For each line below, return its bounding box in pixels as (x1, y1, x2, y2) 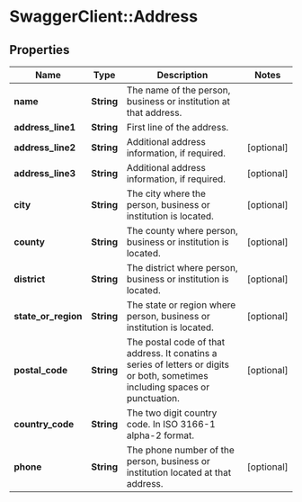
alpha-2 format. (126, 429, 195, 442)
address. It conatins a (126, 347, 218, 359)
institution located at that (126, 466, 232, 479)
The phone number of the (126, 444, 235, 456)
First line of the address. (126, 121, 229, 133)
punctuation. (126, 392, 180, 404)
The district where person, (126, 262, 238, 273)
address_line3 (13, 167, 76, 179)
